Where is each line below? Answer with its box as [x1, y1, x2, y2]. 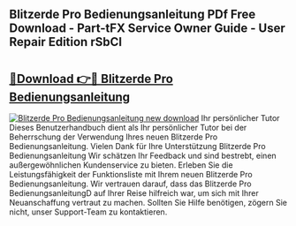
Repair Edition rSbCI [9, 34, 122, 49]
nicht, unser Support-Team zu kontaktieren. [9, 207, 168, 217]
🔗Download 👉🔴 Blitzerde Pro [9, 71, 174, 87]
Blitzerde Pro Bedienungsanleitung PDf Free [9, 7, 256, 22]
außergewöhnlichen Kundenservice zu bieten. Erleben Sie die [9, 160, 233, 170]
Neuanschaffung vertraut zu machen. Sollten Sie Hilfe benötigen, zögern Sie [9, 198, 288, 207]
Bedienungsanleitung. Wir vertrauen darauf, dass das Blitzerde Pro [9, 178, 252, 189]
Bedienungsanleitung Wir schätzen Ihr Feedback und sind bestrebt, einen [9, 150, 277, 161]
